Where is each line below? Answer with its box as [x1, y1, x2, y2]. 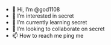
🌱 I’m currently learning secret [11, 19, 87, 26]
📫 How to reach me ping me [11, 32, 84, 39]
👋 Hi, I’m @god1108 [11, 6, 60, 13]
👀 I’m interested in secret [11, 12, 74, 19]
